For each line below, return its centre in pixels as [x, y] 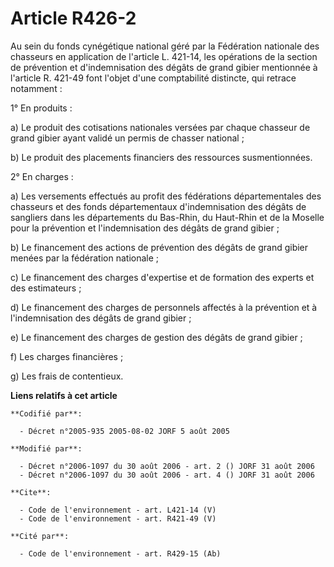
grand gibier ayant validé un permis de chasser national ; [127, 138]
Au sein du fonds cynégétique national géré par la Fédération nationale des [165, 46]
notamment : [36, 88]
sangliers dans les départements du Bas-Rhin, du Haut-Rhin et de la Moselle [167, 217]
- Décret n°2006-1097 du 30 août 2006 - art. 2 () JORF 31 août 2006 [167, 466]
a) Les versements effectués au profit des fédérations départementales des [166, 196]
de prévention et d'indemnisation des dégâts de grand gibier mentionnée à [164, 67]
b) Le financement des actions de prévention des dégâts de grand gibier [159, 247]
